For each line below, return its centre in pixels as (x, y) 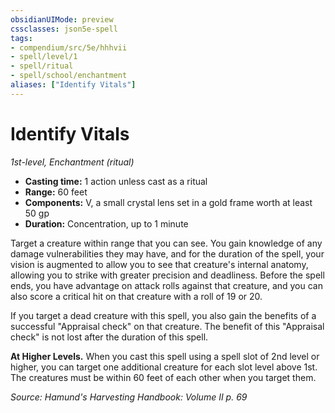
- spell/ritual (42, 66)
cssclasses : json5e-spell (64, 29)
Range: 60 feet (56, 192)
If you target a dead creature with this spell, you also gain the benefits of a (163, 315)
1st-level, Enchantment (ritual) (72, 162)
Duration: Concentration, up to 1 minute (106, 223)
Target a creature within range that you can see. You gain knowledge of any (166, 243)
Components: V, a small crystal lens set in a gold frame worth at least (168, 202)
